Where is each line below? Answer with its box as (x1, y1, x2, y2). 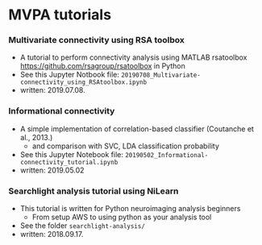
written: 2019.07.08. (19, 85, 86, 95)
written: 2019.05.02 (19, 165, 85, 175)
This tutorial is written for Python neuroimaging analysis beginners (19, 204, 241, 214)
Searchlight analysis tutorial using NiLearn (8, 185, 179, 197)
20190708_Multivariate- (120, 71, 202, 80)
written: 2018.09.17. (19, 230, 84, 239)
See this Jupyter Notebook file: (19, 149, 123, 159)
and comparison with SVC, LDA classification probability (31, 141, 220, 151)
